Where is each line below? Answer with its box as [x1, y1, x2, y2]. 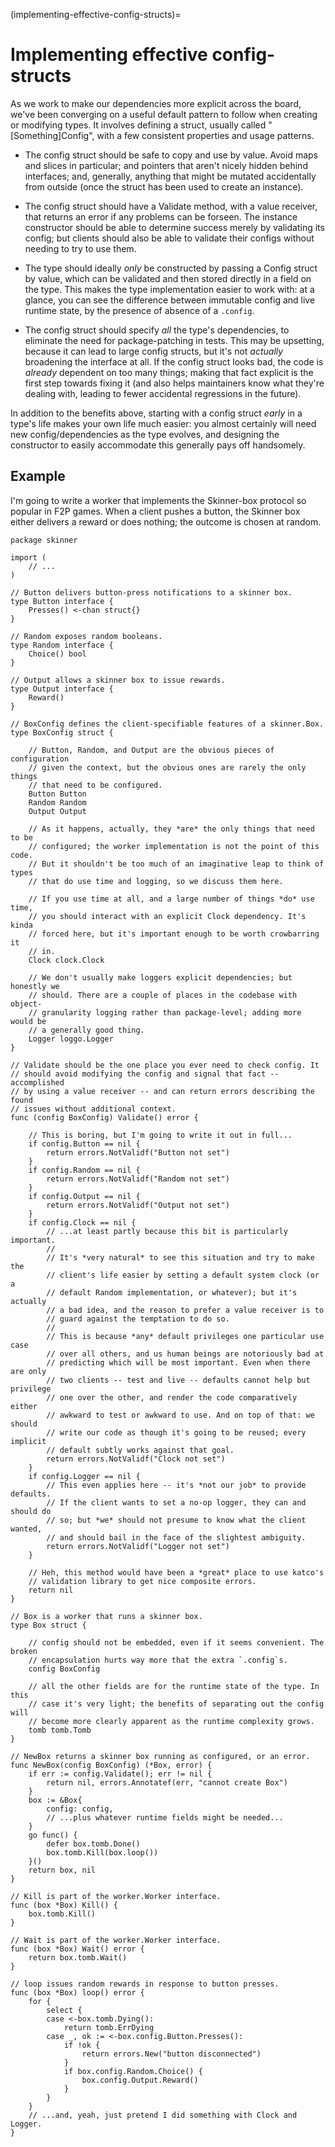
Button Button [28, 789, 87, 799]
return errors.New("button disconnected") [81, 2049, 262, 2059]
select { [46, 2005, 83, 2015]
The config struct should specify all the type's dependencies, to [24, 324, 290, 336]
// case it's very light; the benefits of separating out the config [28, 1699, 325, 1709]
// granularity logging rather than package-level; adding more [28, 1007, 302, 1018]
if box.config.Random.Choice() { [63, 2066, 203, 2076]
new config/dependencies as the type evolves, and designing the [10, 428, 280, 440]
